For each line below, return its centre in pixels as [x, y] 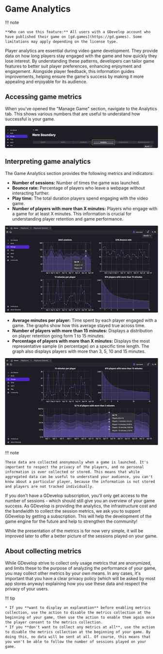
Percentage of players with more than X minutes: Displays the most [81, 341]
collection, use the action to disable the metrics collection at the [78, 612]
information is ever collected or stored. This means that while [72, 472]
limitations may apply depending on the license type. [62, 42]
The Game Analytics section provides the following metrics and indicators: [79, 173]
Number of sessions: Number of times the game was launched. [76, 183]
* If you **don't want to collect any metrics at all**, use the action [80, 627]
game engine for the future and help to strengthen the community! [71, 521]
